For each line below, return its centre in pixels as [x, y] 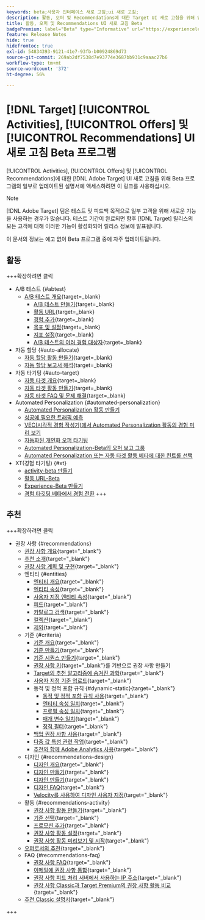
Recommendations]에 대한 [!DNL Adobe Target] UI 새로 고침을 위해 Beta [95, 179]
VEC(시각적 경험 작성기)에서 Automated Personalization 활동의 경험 [106, 425]
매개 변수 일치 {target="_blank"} [81, 719]
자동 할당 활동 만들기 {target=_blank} [68, 358]
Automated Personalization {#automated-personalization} [88, 402]
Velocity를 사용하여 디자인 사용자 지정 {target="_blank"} [101, 795]
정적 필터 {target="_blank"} [75, 726]
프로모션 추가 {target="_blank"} [71, 825]
